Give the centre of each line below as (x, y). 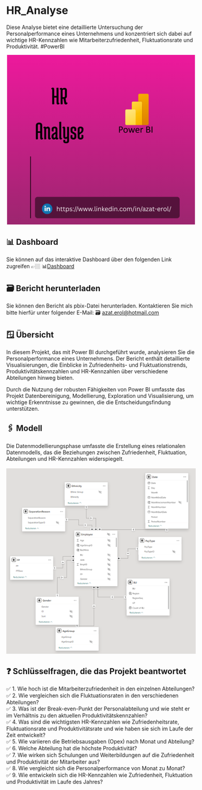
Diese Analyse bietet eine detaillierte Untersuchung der (75, 27)
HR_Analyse (37, 11)
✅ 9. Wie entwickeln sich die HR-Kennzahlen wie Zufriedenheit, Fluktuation (99, 775)
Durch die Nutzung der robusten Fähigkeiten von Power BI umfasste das (96, 390)
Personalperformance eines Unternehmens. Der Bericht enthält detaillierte (98, 359)
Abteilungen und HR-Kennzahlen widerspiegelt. (65, 458)
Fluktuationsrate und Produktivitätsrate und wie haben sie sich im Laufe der (100, 729)
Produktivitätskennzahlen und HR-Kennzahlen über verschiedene (87, 371)
